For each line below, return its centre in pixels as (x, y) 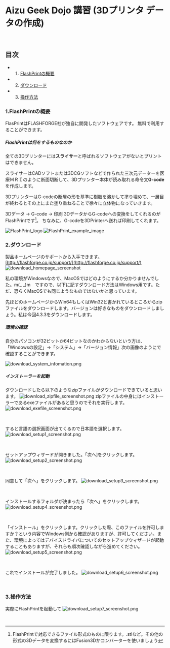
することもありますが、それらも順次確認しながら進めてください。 (74, 546)
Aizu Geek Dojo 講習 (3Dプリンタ (75, 10)
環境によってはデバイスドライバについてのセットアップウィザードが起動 (89, 540)
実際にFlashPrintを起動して (33, 609)
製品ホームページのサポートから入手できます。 (54, 257)
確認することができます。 (32, 353)
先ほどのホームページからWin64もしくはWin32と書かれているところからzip (84, 302)
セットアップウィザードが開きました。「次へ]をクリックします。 (71, 454)
